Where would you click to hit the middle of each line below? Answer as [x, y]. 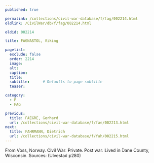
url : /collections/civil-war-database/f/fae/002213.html [69, 123]
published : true [22, 10]
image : [16, 64]
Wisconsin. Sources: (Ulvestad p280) [43, 155]
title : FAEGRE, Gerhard [34, 118]
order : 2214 [22, 59]
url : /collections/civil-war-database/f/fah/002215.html [69, 136]
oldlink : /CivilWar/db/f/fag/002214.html [48, 23]
